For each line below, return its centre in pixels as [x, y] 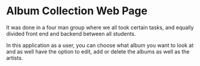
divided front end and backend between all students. [71, 33]
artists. [15, 58]
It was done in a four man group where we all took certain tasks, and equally [100, 27]
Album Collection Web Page [77, 11]
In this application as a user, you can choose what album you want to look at [100, 45]
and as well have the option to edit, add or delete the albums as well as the [98, 51]
